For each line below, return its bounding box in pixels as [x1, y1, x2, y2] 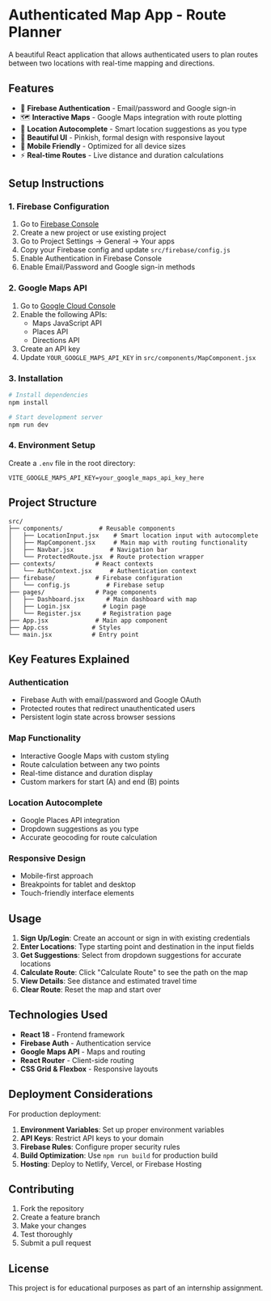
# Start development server [8, 413, 104, 422]
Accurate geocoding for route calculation [19, 832, 158, 842]
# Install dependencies [8, 391, 89, 400]
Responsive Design [8, 852, 87, 863]
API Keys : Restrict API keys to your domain [19, 1133, 164, 1142]
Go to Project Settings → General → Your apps [19, 236, 176, 246]
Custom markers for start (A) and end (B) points [19, 777, 180, 786]
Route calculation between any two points [19, 759, 160, 769]
